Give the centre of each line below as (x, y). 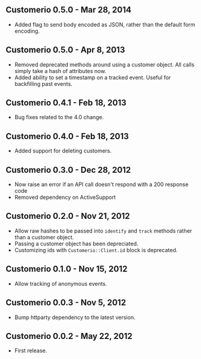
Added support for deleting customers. (63, 151)
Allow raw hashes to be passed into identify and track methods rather (103, 231)
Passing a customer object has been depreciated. (76, 244)
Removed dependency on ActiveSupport (65, 197)
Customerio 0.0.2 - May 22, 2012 (69, 336)
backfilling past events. (43, 83)
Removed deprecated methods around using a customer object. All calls (104, 64)
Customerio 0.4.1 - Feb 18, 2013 (66, 103)
